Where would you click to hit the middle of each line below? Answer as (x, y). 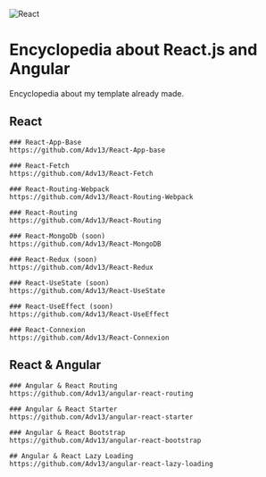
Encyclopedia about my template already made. (97, 93)
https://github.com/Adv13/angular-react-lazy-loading (112, 464)
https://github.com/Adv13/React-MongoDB (86, 244)
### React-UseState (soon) (59, 283)
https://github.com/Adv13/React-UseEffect (89, 314)
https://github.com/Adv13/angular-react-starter (101, 417)
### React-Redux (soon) (54, 259)
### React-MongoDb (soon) (57, 236)
